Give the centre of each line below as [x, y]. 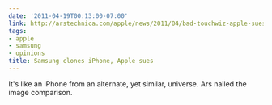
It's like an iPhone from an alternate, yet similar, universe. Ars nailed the [127, 84]
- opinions [27, 53]
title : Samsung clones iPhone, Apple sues [81, 61]
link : [17, 23]
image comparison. [40, 92]
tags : [17, 31]
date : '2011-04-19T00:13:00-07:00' [68, 16]
